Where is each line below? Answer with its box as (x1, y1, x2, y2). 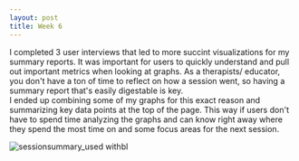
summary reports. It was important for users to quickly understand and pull (9, 56, 290, 67)
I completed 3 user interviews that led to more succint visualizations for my (9, 46, 290, 57)
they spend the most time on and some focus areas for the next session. (9, 123, 280, 134)
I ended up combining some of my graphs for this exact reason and (9, 94, 261, 105)
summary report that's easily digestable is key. (9, 85, 184, 96)
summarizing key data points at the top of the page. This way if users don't (9, 104, 290, 115)
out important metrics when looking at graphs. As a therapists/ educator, (9, 65, 281, 77)
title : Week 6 (9, 22, 63, 31)
